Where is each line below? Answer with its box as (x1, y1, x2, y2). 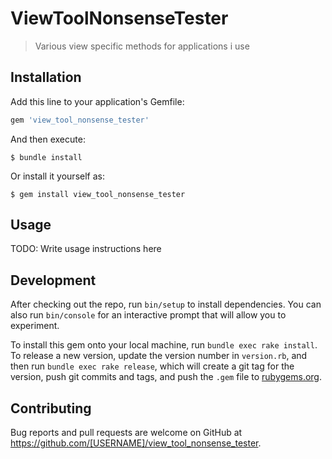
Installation (10, 69, 82, 86)
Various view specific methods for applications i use (34, 40, 250, 52)
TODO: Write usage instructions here (10, 243, 162, 255)
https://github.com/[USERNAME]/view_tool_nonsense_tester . (10, 437, 262, 449)
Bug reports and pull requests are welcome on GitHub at (10, 427, 243, 439)
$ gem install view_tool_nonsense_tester (10, 189, 186, 199)
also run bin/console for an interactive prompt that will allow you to (10, 309, 287, 321)
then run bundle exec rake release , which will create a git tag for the (10, 360, 295, 372)
